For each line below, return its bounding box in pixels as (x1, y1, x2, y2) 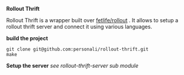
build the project (6, 35, 49, 41)
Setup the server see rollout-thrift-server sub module (6, 62, 139, 69)
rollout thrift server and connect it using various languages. (6, 23, 153, 30)
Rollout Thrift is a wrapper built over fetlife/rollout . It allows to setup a (6, 17, 179, 23)
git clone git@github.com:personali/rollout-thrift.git (6, 46, 149, 52)
